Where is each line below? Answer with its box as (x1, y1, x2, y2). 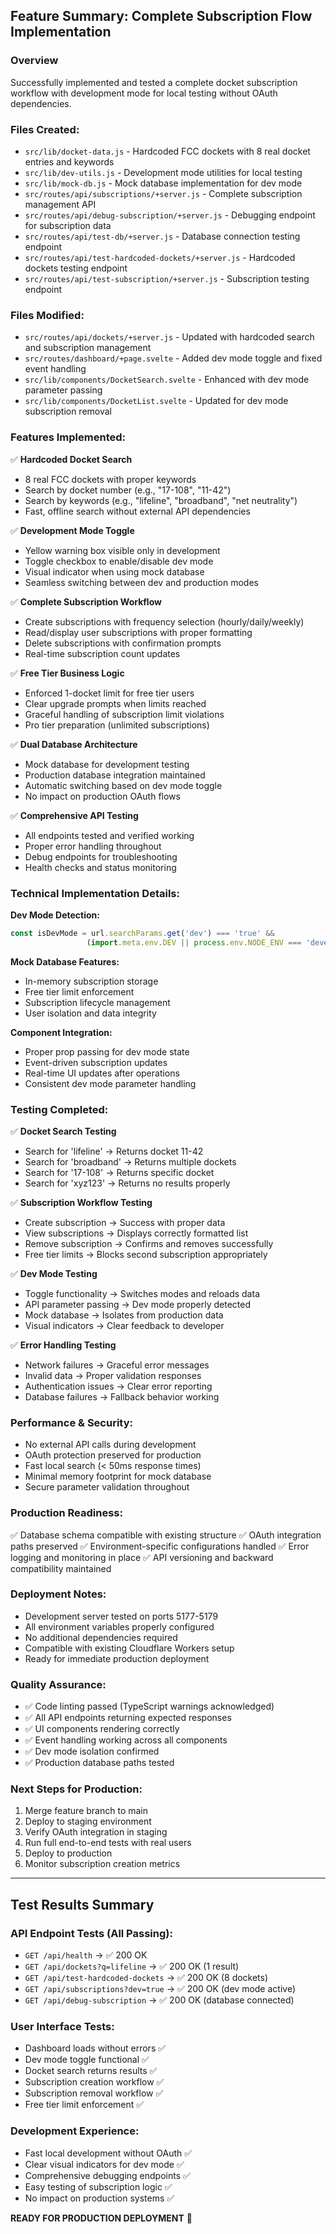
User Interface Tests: (10, 2020, 115, 2034)
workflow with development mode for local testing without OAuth (10, 87, 278, 99)
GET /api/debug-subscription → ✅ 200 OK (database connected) (24, 1994, 295, 2006)
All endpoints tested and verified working (24, 829, 195, 841)
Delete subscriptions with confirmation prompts (24, 637, 222, 649)
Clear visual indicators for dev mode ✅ (24, 2158, 185, 2170)
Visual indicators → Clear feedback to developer (24, 1319, 225, 1331)
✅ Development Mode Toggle (10, 524, 135, 536)
